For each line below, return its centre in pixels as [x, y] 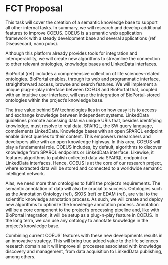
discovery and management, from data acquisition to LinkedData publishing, [84, 251]
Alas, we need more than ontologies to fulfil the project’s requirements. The [83, 183]
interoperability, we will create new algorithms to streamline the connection [83, 58]
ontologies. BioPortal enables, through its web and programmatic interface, [83, 79]
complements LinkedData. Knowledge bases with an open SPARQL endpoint [84, 131]
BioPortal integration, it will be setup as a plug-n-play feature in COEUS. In [82, 215]
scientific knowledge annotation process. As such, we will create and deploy [84, 199]
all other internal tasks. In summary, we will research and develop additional [83, 27]
